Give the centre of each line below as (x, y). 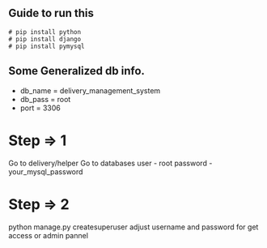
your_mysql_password (46, 171)
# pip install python (45, 32)
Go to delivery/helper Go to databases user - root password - (110, 163)
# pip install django (45, 39)
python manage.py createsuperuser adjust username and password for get (133, 227)
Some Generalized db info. (77, 71)
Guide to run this (51, 13)
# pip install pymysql (47, 46)
